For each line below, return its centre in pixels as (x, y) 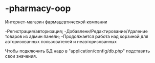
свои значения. (21, 56)
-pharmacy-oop (38, 8)
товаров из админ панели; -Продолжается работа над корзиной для (77, 36)
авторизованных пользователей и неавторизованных (61, 41)
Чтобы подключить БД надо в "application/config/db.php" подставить (77, 51)
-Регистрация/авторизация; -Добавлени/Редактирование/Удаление (77, 31)
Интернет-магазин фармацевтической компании (56, 22)
